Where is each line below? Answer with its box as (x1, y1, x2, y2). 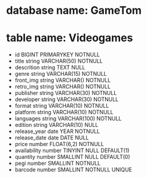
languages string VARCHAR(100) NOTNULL (14, 115, 122, 122)
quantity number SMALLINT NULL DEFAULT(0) (14, 153, 130, 161)
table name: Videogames (6, 31, 133, 45)
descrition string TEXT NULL (14, 64, 85, 71)
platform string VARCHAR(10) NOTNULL (14, 109, 114, 116)
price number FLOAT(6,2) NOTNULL (14, 141, 105, 148)
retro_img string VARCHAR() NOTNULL (14, 83, 111, 90)
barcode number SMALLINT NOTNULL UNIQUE (14, 166, 133, 173)
